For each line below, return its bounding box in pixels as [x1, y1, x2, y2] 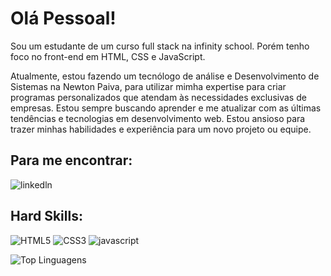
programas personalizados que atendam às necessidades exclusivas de [10, 91, 307, 103]
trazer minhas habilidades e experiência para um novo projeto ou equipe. [10, 123, 312, 135]
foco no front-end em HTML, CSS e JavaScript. [10, 50, 206, 62]
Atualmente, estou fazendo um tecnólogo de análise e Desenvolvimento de [10, 70, 320, 82]
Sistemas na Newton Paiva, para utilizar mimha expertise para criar [10, 80, 287, 92]
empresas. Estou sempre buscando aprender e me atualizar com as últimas [10, 102, 322, 114]
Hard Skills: [10, 208, 83, 225]
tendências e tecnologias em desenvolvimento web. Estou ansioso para [10, 112, 306, 124]
